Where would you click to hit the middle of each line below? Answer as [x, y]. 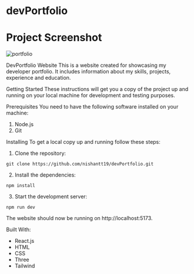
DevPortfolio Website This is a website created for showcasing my [86, 65]
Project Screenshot [54, 38]
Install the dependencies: [45, 175]
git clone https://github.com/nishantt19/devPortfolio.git [80, 164]
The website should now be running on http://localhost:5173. [79, 218]
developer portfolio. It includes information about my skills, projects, [88, 72]
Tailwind [25, 266]
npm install [21, 186]
